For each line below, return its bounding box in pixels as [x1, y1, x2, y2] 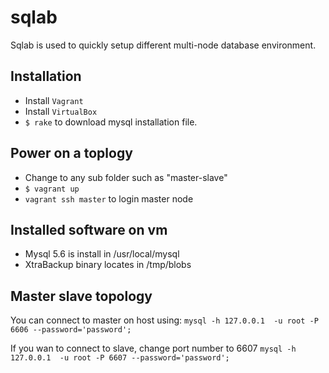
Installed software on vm [10, 221, 168, 238]
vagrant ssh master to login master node [24, 192, 194, 205]
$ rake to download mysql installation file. [24, 116, 198, 128]
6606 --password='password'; [10, 325, 132, 335]
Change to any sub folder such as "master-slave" [24, 171, 228, 183]
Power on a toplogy [10, 145, 133, 162]
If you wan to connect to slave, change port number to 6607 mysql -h [10, 342, 297, 355]
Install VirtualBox [24, 105, 98, 117]
